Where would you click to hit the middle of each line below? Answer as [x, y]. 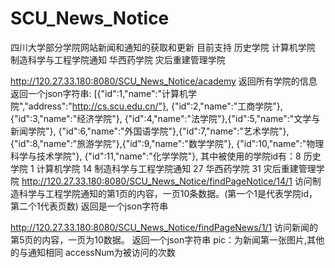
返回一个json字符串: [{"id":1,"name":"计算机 [99, 93]
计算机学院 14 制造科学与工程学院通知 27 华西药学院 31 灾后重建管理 [176, 168]
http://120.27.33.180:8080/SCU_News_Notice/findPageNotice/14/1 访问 [167, 181]
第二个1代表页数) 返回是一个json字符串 [89, 206]
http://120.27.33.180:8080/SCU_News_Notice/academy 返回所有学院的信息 [164, 81]
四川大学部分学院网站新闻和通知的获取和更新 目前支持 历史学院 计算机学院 [163, 47]
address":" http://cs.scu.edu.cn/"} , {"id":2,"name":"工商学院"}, [155, 106]
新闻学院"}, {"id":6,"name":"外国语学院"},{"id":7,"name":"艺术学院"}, [150, 131]
